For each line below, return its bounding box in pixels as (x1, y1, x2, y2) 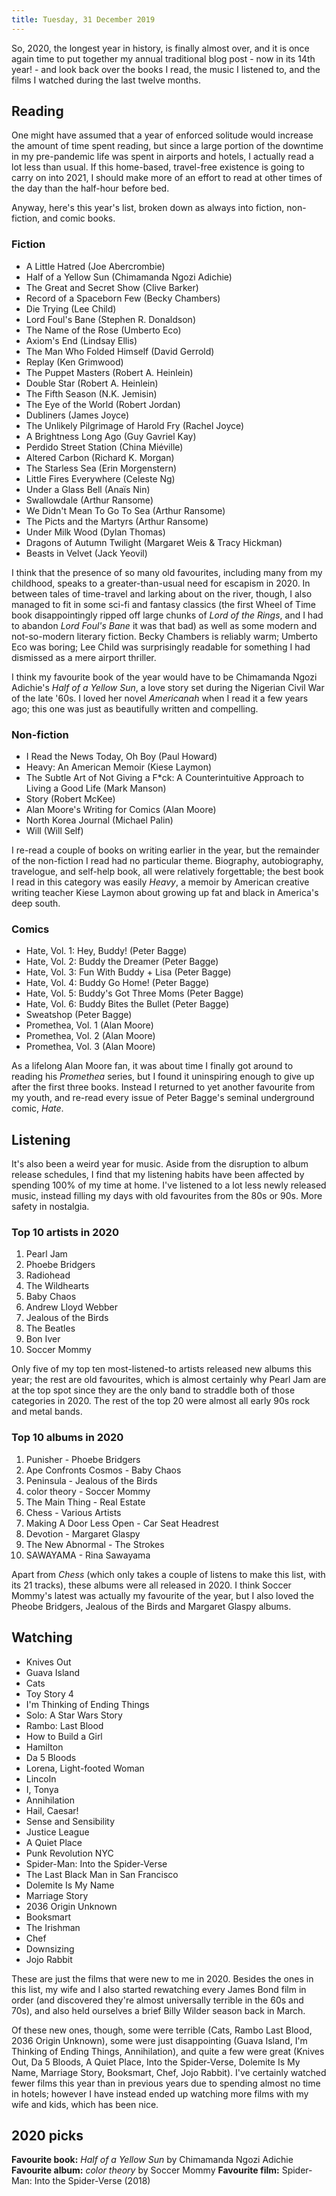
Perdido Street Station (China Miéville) (25, 441, 184, 453)
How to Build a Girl (25, 1730, 103, 1742)
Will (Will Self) (25, 825, 84, 837)
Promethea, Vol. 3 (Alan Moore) (25, 1041, 156, 1053)
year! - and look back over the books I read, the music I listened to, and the (11, 63, 321, 75)
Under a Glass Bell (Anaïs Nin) (25, 483, 151, 495)
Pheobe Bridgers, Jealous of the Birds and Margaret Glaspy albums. (11, 1600, 292, 1612)
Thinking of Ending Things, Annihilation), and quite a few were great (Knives (11, 2045, 325, 2057)
